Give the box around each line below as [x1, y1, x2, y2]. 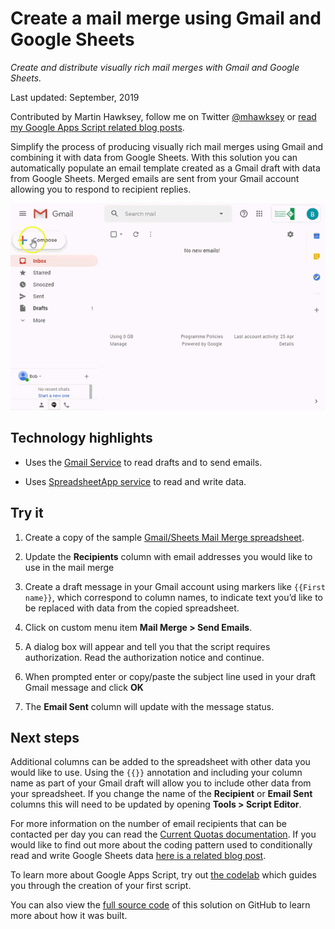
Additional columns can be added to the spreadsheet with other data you [10, 756, 311, 768]
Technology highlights [10, 430, 153, 447]
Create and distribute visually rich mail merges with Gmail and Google [10, 61, 300, 73]
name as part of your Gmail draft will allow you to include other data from [10, 777, 312, 789]
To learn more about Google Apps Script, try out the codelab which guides [10, 869, 317, 881]
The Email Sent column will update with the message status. [24, 700, 275, 712]
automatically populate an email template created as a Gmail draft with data [10, 162, 321, 174]
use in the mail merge [24, 561, 115, 573]
